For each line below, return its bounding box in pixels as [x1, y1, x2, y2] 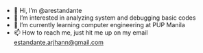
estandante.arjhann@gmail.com [13, 38, 104, 46]
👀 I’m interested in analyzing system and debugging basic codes [13, 14, 196, 22]
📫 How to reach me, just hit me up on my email [13, 29, 148, 37]
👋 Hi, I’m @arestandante [13, 7, 82, 14]
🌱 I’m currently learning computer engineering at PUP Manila [13, 21, 185, 29]
